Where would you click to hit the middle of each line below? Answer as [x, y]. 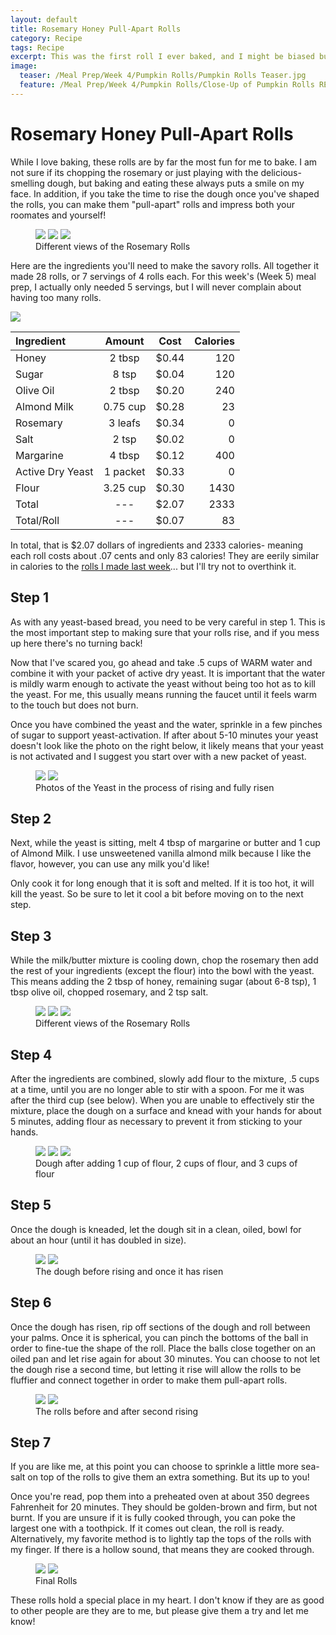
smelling [27, 183]
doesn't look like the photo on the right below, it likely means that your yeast [167, 745]
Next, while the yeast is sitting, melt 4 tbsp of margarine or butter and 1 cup [165, 843]
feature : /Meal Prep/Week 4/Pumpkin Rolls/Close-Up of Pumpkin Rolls [167, 85]
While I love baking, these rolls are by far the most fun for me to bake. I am [164, 162]
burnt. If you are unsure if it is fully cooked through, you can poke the [153, 1518]
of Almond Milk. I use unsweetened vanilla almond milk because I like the [161, 853]
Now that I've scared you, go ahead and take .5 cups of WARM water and [161, 662]
